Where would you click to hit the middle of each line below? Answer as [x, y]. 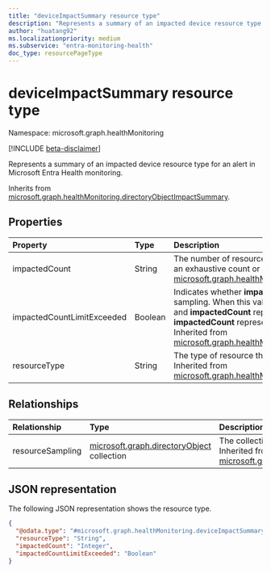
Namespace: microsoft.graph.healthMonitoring [86, 132]
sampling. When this [212, 302]
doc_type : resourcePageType [56, 53]
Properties [35, 222]
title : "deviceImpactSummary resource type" [84, 16]
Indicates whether [207, 291]
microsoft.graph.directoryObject [150, 445]
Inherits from [29, 188]
